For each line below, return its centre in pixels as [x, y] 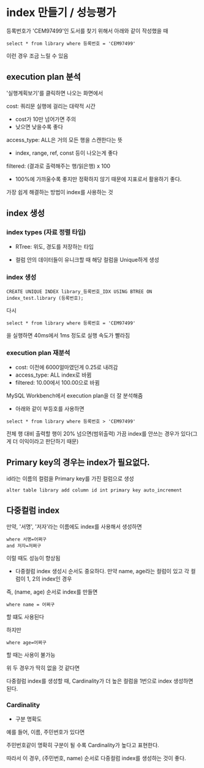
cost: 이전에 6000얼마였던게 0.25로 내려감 [66, 367]
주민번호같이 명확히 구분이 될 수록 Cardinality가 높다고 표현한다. [83, 745]
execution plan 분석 [43, 77]
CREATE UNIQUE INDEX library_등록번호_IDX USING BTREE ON [79, 292]
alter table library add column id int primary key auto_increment [94, 490]
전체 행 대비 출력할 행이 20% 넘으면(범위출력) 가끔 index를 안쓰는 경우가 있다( [100, 434]
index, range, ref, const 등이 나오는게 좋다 [66, 153]
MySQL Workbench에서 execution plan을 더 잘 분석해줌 [75, 396]
